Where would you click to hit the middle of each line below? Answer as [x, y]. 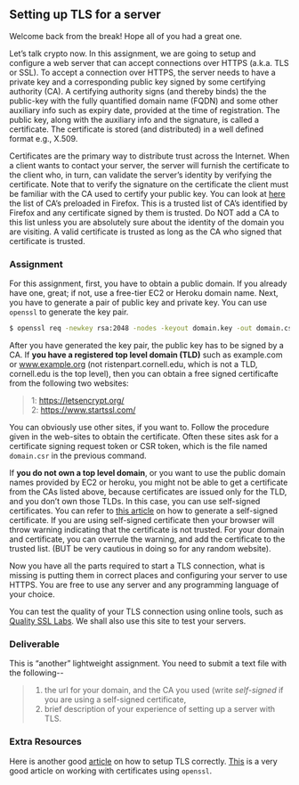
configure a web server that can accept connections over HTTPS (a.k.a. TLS [149, 62]
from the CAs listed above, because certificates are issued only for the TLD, [148, 491]
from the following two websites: [69, 383]
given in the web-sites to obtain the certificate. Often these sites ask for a [144, 437]
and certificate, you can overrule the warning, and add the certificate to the [147, 539]
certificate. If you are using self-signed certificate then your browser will [142, 519]
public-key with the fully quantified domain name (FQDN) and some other [144, 101]
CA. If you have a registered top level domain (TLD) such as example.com [146, 355]
